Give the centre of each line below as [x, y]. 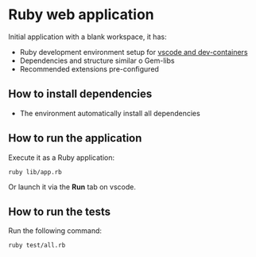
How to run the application [75, 138]
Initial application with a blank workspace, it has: [87, 37]
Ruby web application [81, 15]
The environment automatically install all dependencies [110, 113]
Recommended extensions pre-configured [89, 68]
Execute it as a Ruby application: [62, 158]
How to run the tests [60, 211]
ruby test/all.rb [37, 245]
